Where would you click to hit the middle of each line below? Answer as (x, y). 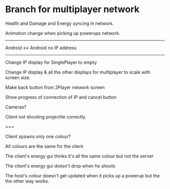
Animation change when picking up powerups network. (63, 33)
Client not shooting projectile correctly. (46, 117)
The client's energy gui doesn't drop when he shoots (60, 166)
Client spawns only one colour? (38, 136)
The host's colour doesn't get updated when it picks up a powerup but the (83, 175)
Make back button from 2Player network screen (55, 87)
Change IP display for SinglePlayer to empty (51, 62)
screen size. (18, 78)
